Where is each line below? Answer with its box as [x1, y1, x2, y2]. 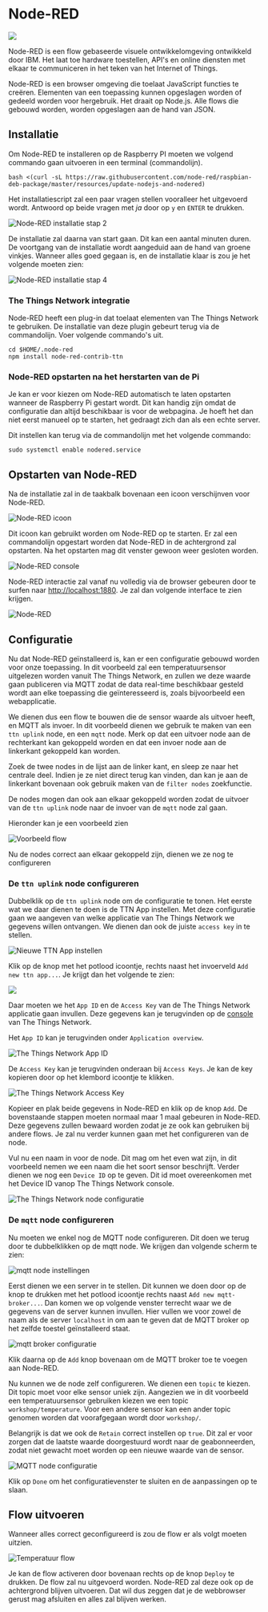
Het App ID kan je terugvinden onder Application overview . [8, 1033, 204, 1043]
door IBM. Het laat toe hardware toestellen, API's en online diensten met [8, 55, 246, 64]
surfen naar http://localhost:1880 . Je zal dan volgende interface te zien [8, 585, 242, 595]
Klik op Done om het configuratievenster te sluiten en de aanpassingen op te [8, 1476, 258, 1486]
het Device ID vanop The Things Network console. [8, 1179, 174, 1189]
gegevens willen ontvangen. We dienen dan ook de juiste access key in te [8, 921, 250, 931]
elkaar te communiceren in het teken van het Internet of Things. [8, 63, 218, 73]
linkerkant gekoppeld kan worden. [8, 746, 121, 755]
